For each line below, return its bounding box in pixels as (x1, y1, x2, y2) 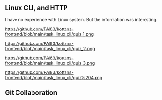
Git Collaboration (5, 89, 58, 97)
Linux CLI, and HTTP (5, 4, 68, 12)
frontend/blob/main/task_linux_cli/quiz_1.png (5, 31, 94, 37)
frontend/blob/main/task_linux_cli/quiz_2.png (5, 45, 96, 51)
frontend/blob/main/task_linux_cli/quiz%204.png (5, 74, 103, 80)
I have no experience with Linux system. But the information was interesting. (5, 16, 158, 22)
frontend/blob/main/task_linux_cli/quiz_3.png (5, 60, 95, 66)
